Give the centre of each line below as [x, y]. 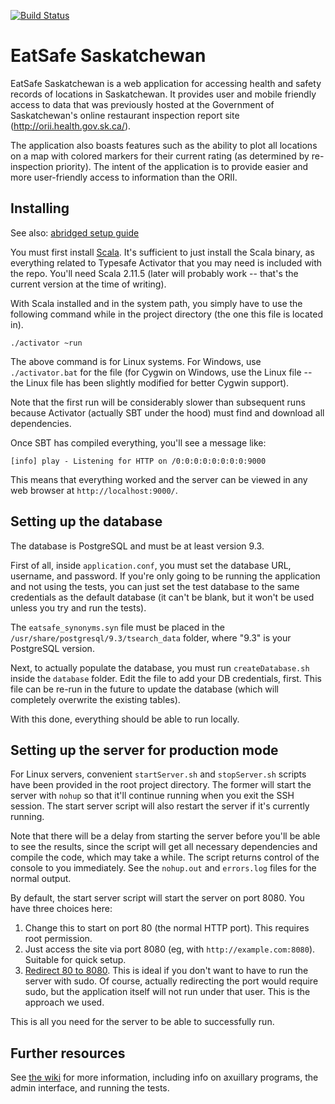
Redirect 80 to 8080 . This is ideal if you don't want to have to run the [166, 971]
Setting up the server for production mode [144, 750]
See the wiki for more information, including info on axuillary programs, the [164, 1077]
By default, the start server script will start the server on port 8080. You [157, 898]
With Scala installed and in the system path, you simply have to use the [156, 303]
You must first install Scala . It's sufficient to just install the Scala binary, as [162, 252]
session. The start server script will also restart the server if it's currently [160, 806]
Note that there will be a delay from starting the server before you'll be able [165, 836]
